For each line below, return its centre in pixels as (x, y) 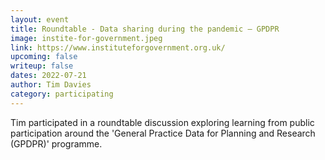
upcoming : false (44, 57)
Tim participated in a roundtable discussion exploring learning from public (162, 122)
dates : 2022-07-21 (48, 76)
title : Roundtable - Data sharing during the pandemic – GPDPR (145, 29)
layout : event (40, 19)
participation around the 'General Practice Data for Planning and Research (163, 133)
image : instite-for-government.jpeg (86, 38)
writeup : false (42, 66)
